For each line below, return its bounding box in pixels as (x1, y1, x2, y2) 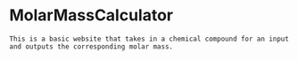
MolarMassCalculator (9, 5, 174, 26)
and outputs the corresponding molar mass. (9, 41, 174, 51)
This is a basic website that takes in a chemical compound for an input (9, 34, 290, 43)
